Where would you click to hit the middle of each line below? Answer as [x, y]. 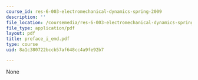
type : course [22, 45]
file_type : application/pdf [41, 28]
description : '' [26, 17]
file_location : [25, 22]
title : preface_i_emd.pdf [38, 39]
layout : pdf [21, 34]
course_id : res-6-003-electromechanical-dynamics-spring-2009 [84, 11]
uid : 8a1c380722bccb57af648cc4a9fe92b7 [55, 50]
